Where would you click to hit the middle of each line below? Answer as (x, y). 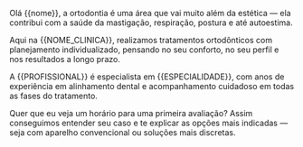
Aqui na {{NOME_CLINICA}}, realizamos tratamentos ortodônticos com (141, 40)
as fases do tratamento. (53, 96)
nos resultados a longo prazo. (65, 59)
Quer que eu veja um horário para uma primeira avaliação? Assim (131, 113)
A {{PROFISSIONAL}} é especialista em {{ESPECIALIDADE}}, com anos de (147, 77)
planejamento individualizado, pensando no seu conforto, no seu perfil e (144, 50)
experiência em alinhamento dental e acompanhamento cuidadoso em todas (152, 86)
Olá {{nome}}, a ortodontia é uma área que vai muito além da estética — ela (150, 13)
